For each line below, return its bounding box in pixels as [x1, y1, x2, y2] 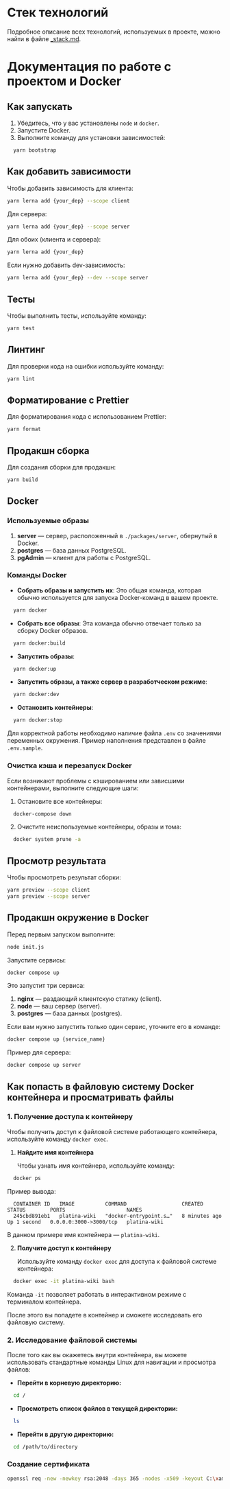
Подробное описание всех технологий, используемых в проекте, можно [7, 27, 220, 36]
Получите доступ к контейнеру [16, 1244, 112, 1252]
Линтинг [7, 344, 46, 356]
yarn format [7, 426, 41, 433]
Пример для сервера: [7, 1048, 71, 1057]
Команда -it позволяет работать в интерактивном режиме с [7, 1290, 187, 1298]
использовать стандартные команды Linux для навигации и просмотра [7, 1358, 216, 1366]
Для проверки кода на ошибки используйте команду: [7, 362, 164, 370]
